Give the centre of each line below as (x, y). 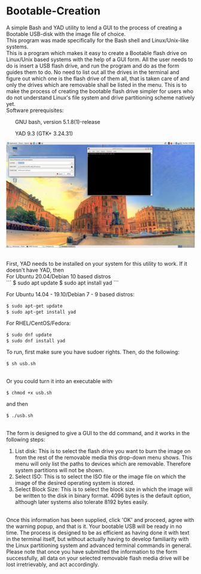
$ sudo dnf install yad (36, 341)
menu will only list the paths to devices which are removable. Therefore (103, 464)
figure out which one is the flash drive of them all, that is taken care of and (98, 78)
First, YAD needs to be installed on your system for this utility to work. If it (97, 264)
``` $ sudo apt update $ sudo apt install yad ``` (63, 283)
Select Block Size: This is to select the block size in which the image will (103, 490)
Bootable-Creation (53, 11)
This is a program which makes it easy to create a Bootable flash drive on (97, 53)
